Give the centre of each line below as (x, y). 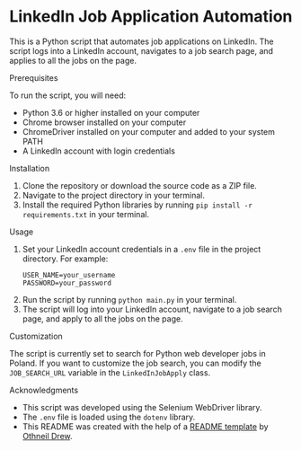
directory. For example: (65, 259)
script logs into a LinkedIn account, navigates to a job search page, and (142, 50)
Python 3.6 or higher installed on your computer (111, 112)
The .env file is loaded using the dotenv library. (109, 417)
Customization (36, 336)
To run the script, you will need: (68, 95)
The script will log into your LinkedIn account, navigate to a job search (152, 309)
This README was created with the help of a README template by (145, 426)
